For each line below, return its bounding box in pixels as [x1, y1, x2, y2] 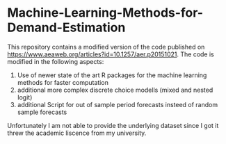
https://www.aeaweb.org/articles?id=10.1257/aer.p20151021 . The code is [7, 50, 214, 58]
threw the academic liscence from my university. [7, 129, 147, 137]
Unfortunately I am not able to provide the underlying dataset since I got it [7, 121, 219, 129]
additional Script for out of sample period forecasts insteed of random [17, 100, 218, 109]
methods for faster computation [17, 78, 109, 86]
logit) [17, 93, 33, 102]
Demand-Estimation [7, 19, 126, 35]
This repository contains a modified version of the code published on [7, 42, 205, 51]
